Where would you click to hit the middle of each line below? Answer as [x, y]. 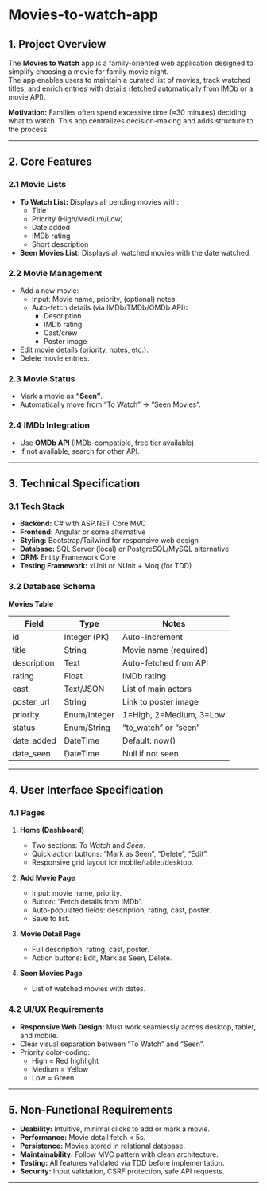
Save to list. [50, 919]
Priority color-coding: [54, 1052]
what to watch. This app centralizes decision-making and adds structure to [131, 121]
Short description [60, 244]
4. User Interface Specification [86, 790]
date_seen [32, 753]
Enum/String [87, 728]
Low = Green [53, 1077]
